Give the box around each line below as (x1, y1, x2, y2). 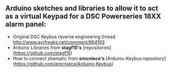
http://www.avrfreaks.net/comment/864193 (12, 39, 105, 45)
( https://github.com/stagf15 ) (12, 50, 73, 56)
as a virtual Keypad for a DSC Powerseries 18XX (5, 12, 161, 21)
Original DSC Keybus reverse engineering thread (12, 33, 116, 40)
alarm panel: (5, 20, 46, 29)
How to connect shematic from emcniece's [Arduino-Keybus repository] (12, 55, 166, 61)
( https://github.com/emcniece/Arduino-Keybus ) (12, 61, 114, 67)
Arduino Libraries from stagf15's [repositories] (12, 44, 112, 51)
